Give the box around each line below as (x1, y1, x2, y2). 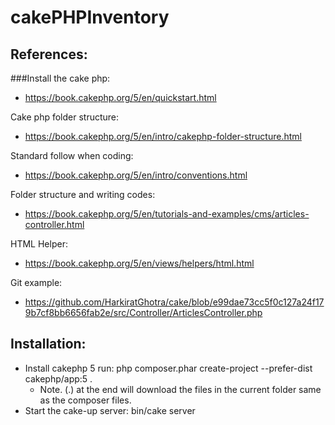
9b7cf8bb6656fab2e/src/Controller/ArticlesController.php (24, 307, 263, 318)
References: (10, 46, 88, 63)
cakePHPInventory (10, 6, 170, 29)
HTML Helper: (10, 238, 68, 250)
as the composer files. (39, 394, 132, 406)
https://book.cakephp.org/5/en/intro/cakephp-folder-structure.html (24, 131, 302, 142)
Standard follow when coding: (10, 150, 134, 161)
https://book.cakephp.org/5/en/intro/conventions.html (24, 169, 248, 181)
